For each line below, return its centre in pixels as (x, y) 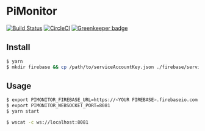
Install (18, 47)
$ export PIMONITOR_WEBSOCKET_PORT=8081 (59, 106)
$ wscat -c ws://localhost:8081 (47, 122)
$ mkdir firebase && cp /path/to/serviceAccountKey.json (80, 67)
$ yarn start (23, 112)
